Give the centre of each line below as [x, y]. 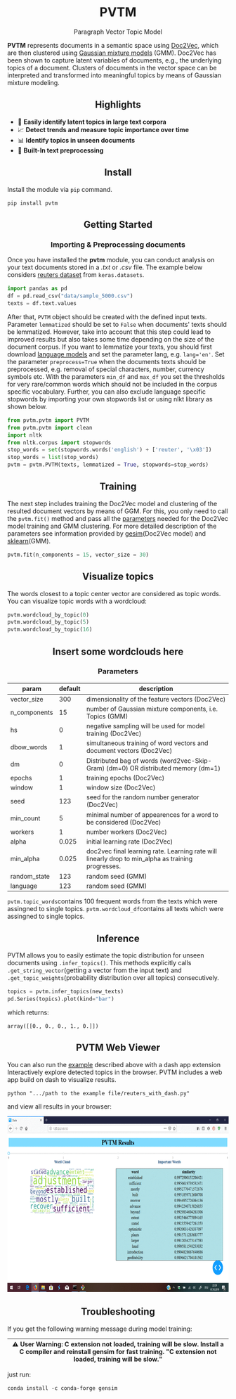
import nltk [25, 435]
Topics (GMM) [107, 716]
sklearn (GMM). [29, 541]
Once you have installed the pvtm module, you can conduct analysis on [111, 260]
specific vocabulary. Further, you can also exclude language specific [106, 392]
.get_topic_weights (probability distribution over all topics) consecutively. [113, 978]
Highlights [118, 105]
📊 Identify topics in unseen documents [76, 140]
